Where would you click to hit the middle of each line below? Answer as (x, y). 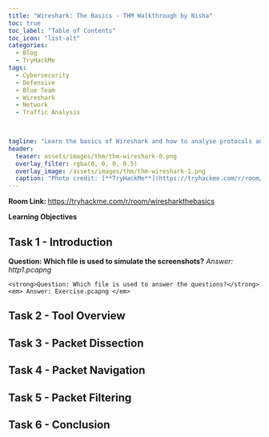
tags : (17, 68)
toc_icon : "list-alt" (44, 38)
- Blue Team (36, 90)
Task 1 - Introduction (60, 242)
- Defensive (36, 82)
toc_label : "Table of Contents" (62, 30)
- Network (32, 105)
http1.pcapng (30, 270)
